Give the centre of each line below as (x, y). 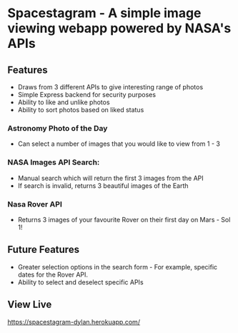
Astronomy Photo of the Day (58, 128)
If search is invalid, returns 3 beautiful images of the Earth (103, 185)
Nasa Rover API (35, 204)
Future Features (44, 250)
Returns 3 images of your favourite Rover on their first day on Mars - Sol (124, 219)
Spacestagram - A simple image (104, 13)
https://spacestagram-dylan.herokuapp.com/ (74, 322)
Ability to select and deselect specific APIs (81, 282)
